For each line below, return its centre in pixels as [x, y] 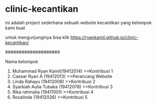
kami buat [15, 27]
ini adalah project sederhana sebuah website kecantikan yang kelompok [78, 23]
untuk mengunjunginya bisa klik [37, 37]
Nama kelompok [22, 61]
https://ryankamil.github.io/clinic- [104, 37]
